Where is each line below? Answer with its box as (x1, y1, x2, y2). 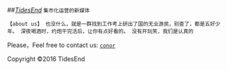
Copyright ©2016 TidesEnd (7, 55, 85, 63)
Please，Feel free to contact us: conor (7, 41, 116, 49)
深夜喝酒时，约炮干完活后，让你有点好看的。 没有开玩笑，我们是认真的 (20, 28, 194, 35)
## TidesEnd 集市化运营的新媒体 (7, 6, 90, 14)
